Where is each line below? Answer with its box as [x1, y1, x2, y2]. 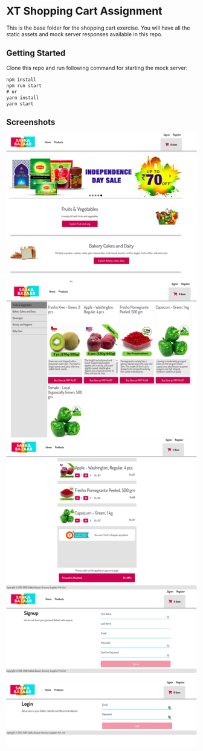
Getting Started [6, 48, 66, 59]
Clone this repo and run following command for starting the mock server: [6, 64, 188, 71]
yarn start [6, 101, 34, 107]
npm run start [6, 83, 42, 89]
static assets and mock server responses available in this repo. [6, 30, 163, 37]
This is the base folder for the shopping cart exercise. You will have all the [6, 24, 190, 31]
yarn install [6, 95, 39, 101]
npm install [6, 77, 36, 83]
